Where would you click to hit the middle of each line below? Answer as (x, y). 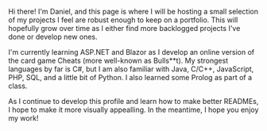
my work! (23, 118)
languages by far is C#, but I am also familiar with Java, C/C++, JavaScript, (131, 69)
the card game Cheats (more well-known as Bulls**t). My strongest (118, 60)
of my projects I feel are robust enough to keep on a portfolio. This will (123, 20)
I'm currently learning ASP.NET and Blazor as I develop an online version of (132, 52)
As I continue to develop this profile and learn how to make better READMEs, (133, 101)
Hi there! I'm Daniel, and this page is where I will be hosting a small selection (133, 12)
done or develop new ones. (53, 37)
